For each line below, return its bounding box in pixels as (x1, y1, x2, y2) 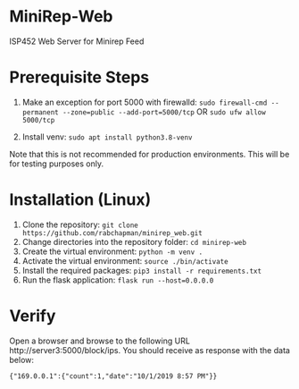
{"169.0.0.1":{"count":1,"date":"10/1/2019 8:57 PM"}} (9, 371, 218, 381)
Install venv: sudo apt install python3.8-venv (21, 131, 194, 142)
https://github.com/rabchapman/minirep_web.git (21, 228, 203, 238)
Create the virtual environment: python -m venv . (21, 246, 203, 257)
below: (9, 354, 34, 365)
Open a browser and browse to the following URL (9, 335, 190, 346)
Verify (9, 306, 56, 326)
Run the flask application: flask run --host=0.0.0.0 (21, 275, 214, 285)
